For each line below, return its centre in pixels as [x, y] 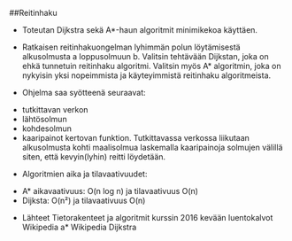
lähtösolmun [45, 119]
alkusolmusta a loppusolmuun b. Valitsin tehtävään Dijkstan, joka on [145, 56]
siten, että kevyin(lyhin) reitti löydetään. [94, 157]
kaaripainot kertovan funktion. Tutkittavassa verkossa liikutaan [136, 138]
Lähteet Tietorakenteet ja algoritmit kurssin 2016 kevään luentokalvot [147, 218]
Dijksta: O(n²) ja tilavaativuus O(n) [84, 200]
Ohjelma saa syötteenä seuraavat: [84, 93]
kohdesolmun [47, 128]
